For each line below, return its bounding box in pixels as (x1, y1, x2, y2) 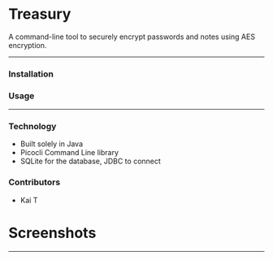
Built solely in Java (19, 139, 84, 149)
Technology (8, 121, 57, 132)
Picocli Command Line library (19, 148, 119, 158)
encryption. (8, 40, 47, 50)
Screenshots (8, 223, 97, 242)
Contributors (8, 176, 61, 188)
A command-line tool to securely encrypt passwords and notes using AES (8, 32, 256, 41)
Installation (8, 68, 54, 80)
